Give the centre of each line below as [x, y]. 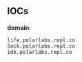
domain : [19, 27]
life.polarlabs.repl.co [41, 40]
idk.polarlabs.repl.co [40, 52]
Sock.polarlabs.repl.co [41, 46]
